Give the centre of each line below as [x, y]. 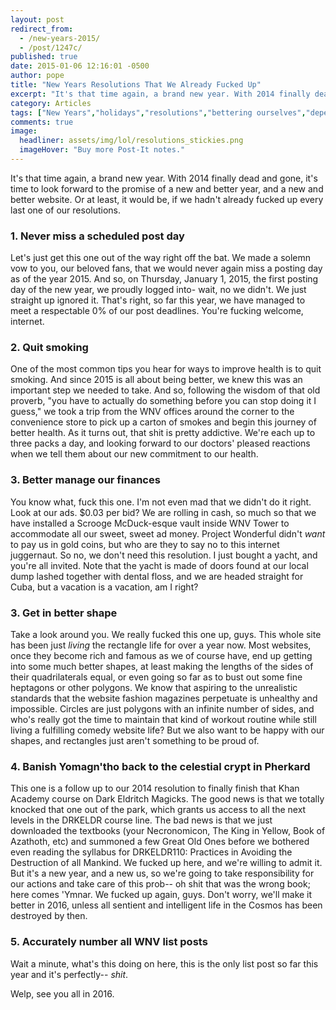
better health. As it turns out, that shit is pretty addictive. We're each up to [163, 433]
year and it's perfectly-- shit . [69, 974]
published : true [44, 57]
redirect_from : [42, 29]
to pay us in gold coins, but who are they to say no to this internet [145, 544]
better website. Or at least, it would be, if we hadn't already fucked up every [167, 199]
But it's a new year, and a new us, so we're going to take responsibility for [162, 873]
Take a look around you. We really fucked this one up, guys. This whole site [166, 635]
